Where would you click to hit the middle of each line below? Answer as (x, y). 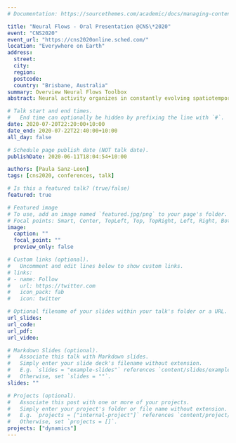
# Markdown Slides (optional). (53, 350)
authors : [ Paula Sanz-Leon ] (48, 169)
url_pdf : (20, 331)
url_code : (22, 324)
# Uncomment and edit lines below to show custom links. (96, 266)
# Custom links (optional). (48, 259)
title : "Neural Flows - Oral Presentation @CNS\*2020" (89, 26)
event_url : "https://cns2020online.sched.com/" (78, 39)
